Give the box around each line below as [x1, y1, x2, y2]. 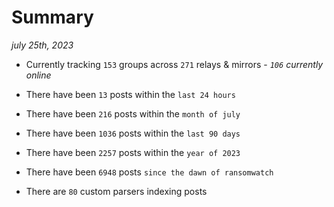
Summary [11, 6, 94, 29]
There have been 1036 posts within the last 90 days [25, 127, 241, 139]
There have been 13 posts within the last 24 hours [25, 88, 236, 100]
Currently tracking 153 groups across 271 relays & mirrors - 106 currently [25, 58, 324, 70]
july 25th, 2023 [11, 39, 74, 51]
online [25, 69, 52, 81]
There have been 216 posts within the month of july [25, 107, 241, 120]
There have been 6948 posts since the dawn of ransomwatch [25, 166, 274, 178]
